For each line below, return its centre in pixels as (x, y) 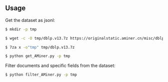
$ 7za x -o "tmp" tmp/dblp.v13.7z (40, 47)
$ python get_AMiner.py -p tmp (38, 56)
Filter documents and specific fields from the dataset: (60, 66)
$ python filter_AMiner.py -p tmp (41, 75)
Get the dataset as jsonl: (30, 20)
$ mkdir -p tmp (21, 29)
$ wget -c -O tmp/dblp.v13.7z (37, 38)
